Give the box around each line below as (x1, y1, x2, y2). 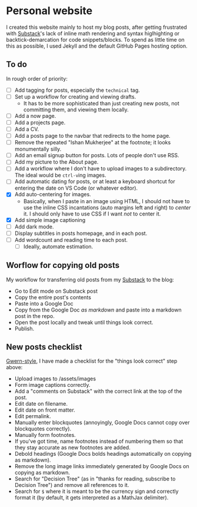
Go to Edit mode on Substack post (14, 287, 98, 294)
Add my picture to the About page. (14, 158, 99, 165)
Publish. (14, 325, 35, 332)
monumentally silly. (14, 145, 62, 153)
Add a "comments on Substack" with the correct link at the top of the (14, 387, 182, 395)
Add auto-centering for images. (14, 191, 91, 198)
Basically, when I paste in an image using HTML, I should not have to (23, 197, 190, 204)
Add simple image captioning (14, 216, 86, 223)
